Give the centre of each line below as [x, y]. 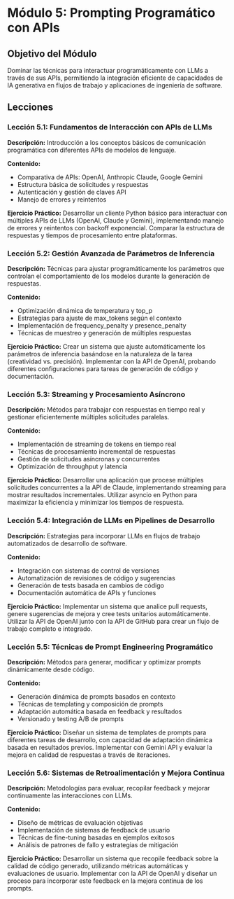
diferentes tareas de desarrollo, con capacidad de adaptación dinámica [110, 739]
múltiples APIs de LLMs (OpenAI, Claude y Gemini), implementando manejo [116, 220]
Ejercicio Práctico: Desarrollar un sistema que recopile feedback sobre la [113, 858]
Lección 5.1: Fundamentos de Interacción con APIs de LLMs [110, 127]
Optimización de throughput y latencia [72, 466]
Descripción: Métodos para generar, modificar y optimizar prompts [104, 662]
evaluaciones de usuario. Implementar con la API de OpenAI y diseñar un [112, 874]
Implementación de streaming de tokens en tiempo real [97, 444]
